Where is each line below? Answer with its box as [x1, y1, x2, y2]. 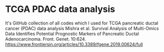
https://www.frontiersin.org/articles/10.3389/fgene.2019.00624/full [5, 41, 143, 47]
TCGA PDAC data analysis [5, 3, 115, 15]
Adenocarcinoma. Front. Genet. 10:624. [5, 36, 86, 42]
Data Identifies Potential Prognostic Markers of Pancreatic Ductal [5, 30, 139, 36]
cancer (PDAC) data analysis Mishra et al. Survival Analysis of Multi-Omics [5, 25, 159, 31]
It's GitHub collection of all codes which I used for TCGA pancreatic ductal [5, 20, 158, 26]
